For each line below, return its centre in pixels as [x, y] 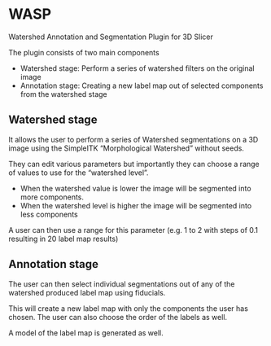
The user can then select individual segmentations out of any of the [122, 284]
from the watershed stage [63, 94]
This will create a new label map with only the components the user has [128, 308]
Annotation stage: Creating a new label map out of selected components [142, 85]
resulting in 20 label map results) [63, 239]
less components [49, 214]
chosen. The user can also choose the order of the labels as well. [118, 317]
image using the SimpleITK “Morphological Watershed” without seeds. [126, 148]
